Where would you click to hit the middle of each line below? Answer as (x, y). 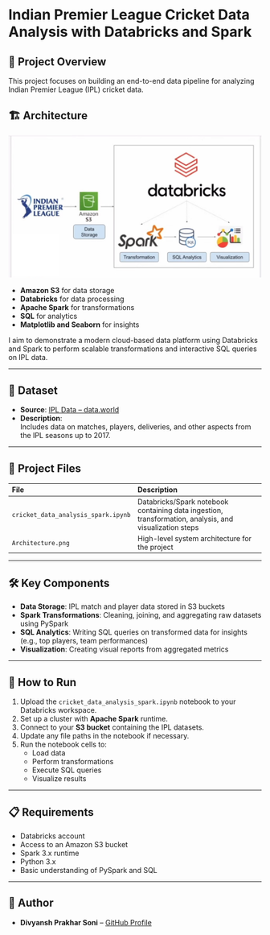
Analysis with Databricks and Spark (130, 32)
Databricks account (53, 836)
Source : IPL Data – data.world (70, 410)
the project (156, 547)
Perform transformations (73, 762)
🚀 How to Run (43, 682)
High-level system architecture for (194, 538)
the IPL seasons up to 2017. (65, 436)
